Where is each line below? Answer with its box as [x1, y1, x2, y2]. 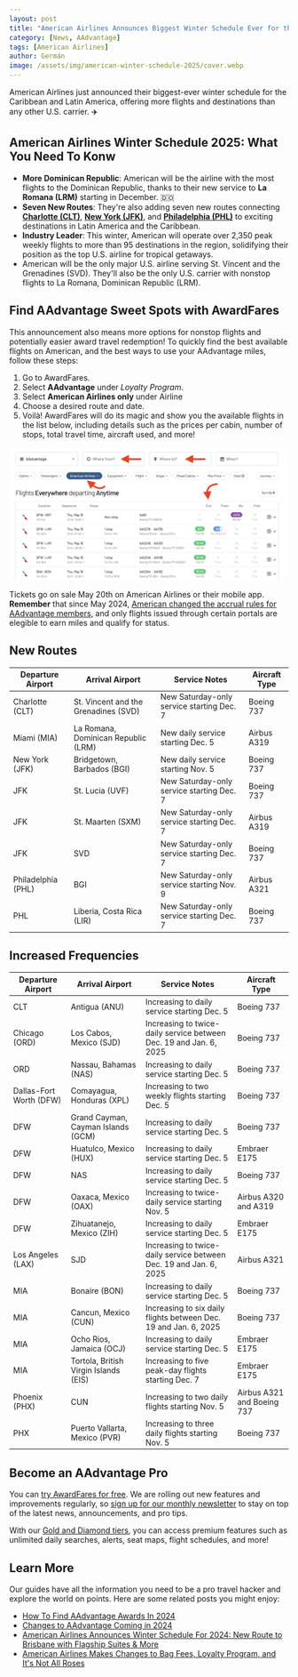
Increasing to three [145, 1418, 215, 1429]
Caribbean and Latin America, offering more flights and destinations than [9, 96, 276, 107]
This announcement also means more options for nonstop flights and [9, 326, 262, 337]
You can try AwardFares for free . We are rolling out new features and [9, 1489, 261, 1500]
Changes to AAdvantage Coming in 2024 [21, 1620, 173, 1631]
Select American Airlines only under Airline [21, 391, 184, 402]
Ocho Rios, [70, 1334, 111, 1344]
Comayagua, [70, 1086, 117, 1096]
